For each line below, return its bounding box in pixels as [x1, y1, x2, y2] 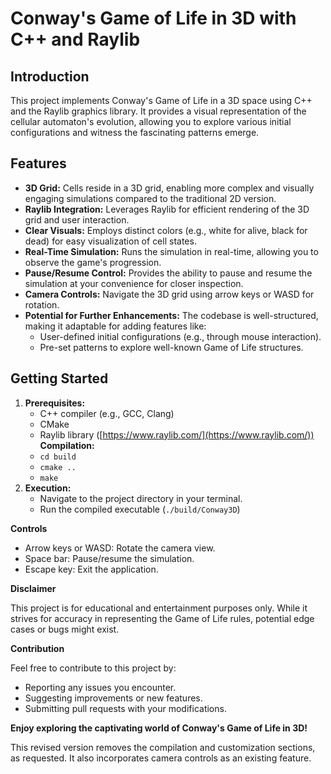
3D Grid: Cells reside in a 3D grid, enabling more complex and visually [24, 182, 315, 194]
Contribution [10, 642, 65, 654]
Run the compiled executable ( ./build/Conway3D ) [39, 503, 241, 515]
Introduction [10, 68, 90, 85]
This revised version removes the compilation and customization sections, [10, 741, 316, 753]
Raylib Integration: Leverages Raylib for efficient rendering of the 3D [24, 203, 310, 215]
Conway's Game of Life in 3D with [10, 7, 297, 30]
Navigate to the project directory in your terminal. [39, 492, 243, 504]
